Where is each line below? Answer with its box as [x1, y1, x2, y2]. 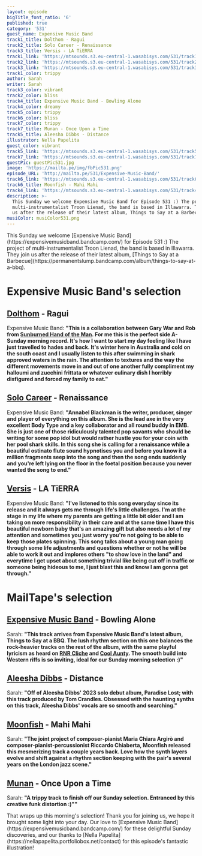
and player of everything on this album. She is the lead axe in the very [7, 415, 184, 422]
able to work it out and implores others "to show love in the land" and [7, 550, 183, 558]
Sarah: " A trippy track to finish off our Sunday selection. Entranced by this [7, 794, 195, 801]
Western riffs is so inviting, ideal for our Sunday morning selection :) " [7, 656, 183, 663]
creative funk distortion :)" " [7, 801, 78, 808]
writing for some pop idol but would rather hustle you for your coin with [7, 434, 188, 441]
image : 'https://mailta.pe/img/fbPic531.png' [7, 165, 122, 171]
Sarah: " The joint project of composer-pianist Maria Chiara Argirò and [7, 735, 185, 743]
